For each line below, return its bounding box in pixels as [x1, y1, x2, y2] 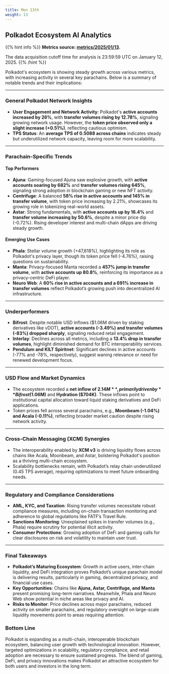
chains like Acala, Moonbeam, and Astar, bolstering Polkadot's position [12, 452, 160, 458]
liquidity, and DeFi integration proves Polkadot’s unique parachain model [12, 569, 162, 575]
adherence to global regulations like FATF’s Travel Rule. [12, 513, 127, 519]
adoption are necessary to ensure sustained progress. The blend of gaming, [5, 652, 163, 658]
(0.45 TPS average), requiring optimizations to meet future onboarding [12, 468, 159, 474]
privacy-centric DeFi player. [12, 274, 70, 280]
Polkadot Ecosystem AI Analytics [5, 31, 112, 39]
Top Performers [5, 165, 39, 172]
